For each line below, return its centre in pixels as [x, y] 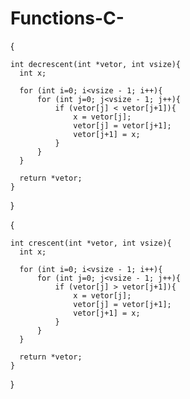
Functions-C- [67, 18]
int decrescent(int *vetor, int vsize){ [96, 64]
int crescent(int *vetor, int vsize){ [91, 243]
